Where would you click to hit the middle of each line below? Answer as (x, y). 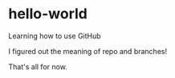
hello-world (48, 14)
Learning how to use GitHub (55, 36)
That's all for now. (38, 66)
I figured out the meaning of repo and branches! (87, 51)
